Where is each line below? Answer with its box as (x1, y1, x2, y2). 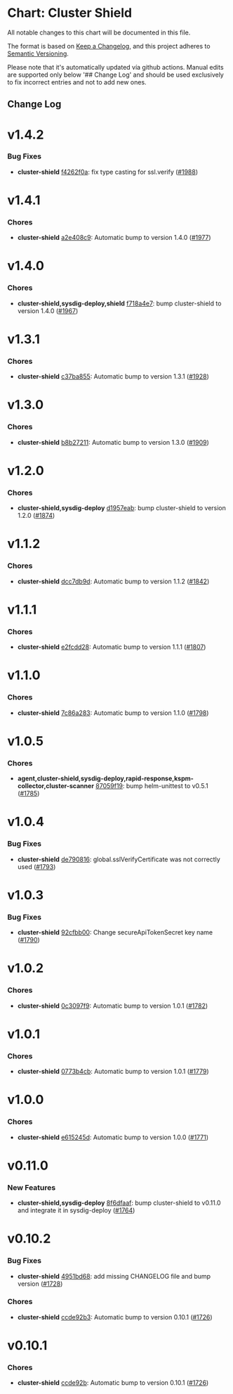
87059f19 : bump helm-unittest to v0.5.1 (95, 782, 208, 790)
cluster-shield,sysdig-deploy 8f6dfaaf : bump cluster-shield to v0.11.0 (17, 1198, 221, 1208)
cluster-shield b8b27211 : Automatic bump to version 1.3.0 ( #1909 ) (17, 438, 209, 446)
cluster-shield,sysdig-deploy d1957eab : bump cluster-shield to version (17, 504, 227, 512)
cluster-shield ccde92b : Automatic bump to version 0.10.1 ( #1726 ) (17, 1379, 209, 1387)
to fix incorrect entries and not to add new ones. (7, 77, 147, 86)
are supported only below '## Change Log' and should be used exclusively (7, 70, 225, 79)
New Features (7, 1182, 56, 1192)
